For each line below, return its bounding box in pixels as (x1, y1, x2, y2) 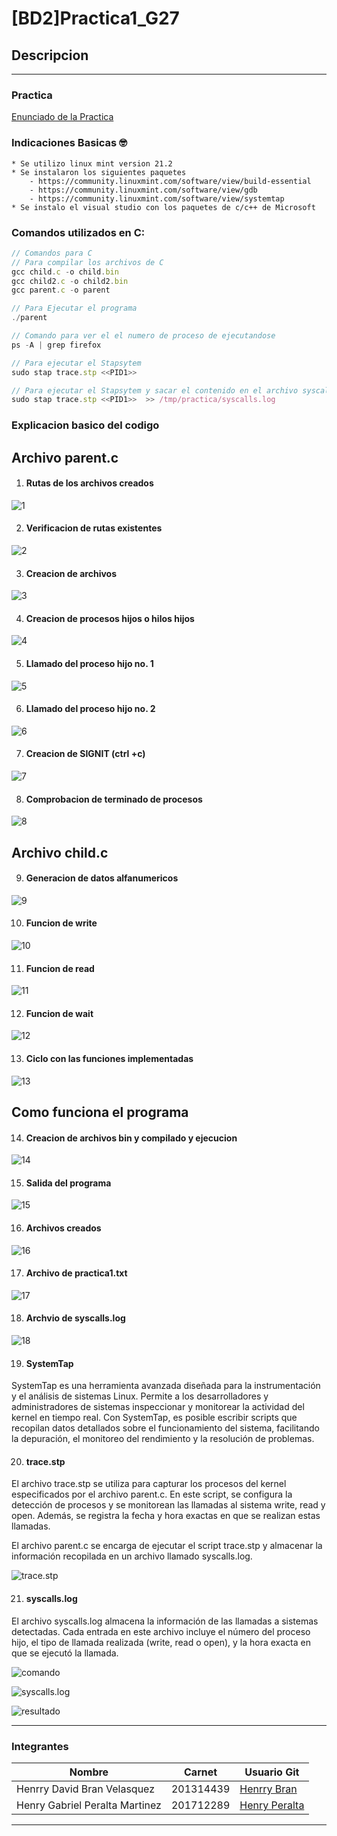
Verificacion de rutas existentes (25, 522, 163, 534)
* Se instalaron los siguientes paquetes (11, 167, 187, 177)
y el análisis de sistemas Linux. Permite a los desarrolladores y (11, 1390, 269, 1402)
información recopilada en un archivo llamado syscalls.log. (11, 1550, 253, 1562)
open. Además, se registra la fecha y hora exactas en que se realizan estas (11, 1510, 321, 1522)
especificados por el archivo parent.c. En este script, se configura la (11, 1488, 293, 1501)
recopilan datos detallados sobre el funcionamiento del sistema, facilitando (11, 1422, 320, 1434)
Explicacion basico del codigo (11, 418, 160, 432)
